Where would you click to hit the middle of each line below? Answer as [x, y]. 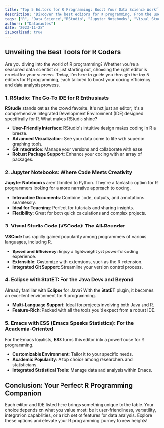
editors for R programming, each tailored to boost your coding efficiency [78, 79]
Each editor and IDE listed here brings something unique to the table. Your [79, 405]
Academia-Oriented [29, 329]
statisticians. [25, 365]
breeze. [20, 133]
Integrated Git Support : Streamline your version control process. [77, 267]
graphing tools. [27, 144]
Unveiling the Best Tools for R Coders [63, 52]
